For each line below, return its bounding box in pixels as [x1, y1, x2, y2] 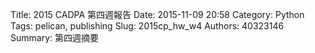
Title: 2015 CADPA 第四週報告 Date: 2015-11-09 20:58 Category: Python [10, 9, 305, 20]
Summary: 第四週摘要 [10, 32, 99, 43]
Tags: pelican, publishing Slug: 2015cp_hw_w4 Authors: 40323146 [10, 20, 285, 32]
